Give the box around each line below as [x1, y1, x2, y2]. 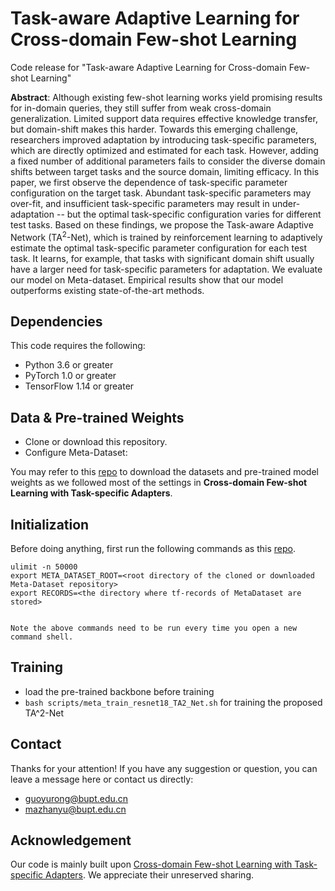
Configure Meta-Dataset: [24, 447, 128, 459]
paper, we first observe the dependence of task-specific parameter [10, 176, 288, 188]
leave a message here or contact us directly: [10, 773, 194, 785]
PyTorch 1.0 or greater [24, 370, 117, 382]
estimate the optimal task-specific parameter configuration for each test [10, 242, 308, 254]
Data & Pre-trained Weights [10, 409, 185, 426]
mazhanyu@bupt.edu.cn [24, 803, 127, 815]
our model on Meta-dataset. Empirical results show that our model [10, 273, 284, 286]
